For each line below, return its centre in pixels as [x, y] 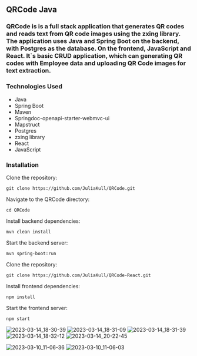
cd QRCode [18, 210]
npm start [18, 319]
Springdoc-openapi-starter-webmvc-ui [62, 118]
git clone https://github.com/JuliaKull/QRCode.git [71, 188]
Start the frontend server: [37, 308]
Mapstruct [27, 124]
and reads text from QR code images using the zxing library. [94, 34]
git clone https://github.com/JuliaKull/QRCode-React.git [79, 275]
